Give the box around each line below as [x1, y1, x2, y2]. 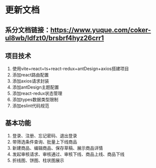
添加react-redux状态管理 [12, 90, 62, 96]
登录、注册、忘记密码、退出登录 [12, 133, 77, 139]
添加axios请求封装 [12, 78, 49, 84]
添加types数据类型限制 [12, 97, 59, 103]
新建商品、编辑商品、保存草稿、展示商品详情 [12, 145, 103, 151]
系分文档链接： [5, 26, 51, 34]
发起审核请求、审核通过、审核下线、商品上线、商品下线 [12, 151, 125, 157]
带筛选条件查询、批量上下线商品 [12, 139, 77, 145]
